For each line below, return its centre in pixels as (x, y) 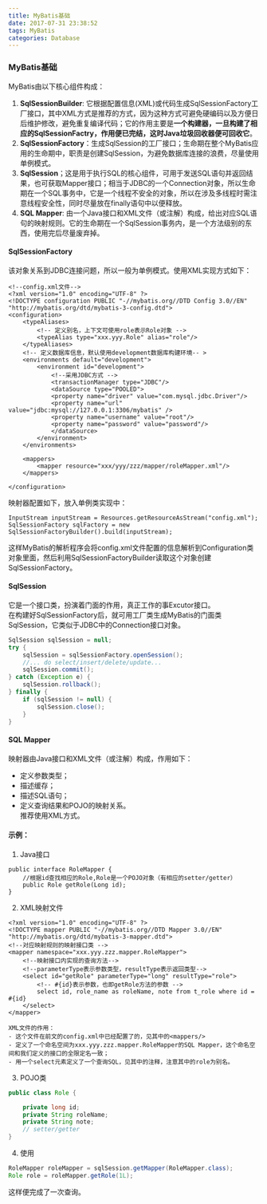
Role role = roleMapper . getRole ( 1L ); (71, 1175)
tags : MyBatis (32, 30)
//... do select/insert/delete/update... (92, 662)
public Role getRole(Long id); (75, 885)
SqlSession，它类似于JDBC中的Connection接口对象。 (97, 625)
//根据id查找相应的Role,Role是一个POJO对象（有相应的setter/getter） (130, 878)
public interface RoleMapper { (60, 869)
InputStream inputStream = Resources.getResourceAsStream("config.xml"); (133, 518)
